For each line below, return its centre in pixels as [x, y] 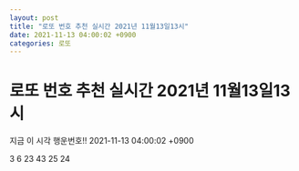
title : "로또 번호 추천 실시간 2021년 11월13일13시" [99, 26]
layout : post [34, 18]
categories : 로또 [40, 43]
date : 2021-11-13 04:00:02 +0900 [73, 35]
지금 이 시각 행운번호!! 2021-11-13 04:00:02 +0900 [102, 141]
